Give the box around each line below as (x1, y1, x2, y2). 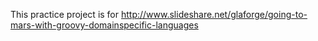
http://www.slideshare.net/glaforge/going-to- (120, 9, 308, 20)
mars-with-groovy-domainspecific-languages (10, 19, 199, 31)
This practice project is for (10, 9, 120, 20)
